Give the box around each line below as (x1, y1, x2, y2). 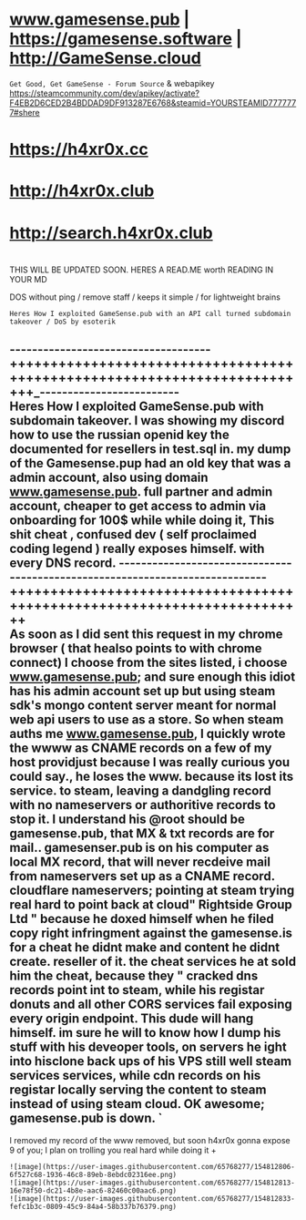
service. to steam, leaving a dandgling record (9, 784, 271, 799)
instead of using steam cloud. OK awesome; (9, 1096, 266, 1112)
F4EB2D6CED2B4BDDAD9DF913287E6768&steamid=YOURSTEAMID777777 (9, 97, 297, 108)
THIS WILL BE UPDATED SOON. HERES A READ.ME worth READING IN (9, 264, 274, 275)
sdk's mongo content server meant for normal (9, 698, 277, 713)
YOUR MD (9, 273, 47, 284)
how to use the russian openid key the (9, 427, 229, 443)
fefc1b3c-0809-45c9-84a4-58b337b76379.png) (9, 1202, 178, 1211)
